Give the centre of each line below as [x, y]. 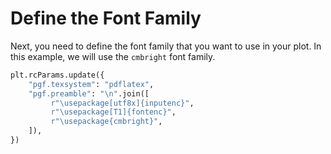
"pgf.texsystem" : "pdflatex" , [91, 84]
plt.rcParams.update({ [57, 75]
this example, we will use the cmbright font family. [113, 56]
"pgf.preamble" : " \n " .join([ [89, 93]
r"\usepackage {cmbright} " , [106, 122]
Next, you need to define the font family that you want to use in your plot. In [166, 46]
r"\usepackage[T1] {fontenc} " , [113, 112]
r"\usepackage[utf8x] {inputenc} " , [122, 103]
